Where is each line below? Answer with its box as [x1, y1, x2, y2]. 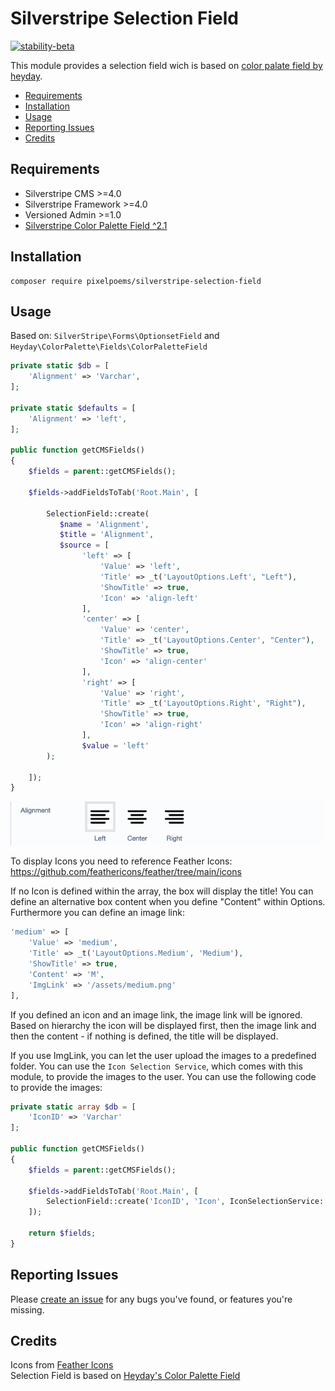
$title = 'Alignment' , [59, 530, 155, 540]
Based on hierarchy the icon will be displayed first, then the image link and [10, 1019, 317, 1031]
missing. [10, 1303, 45, 1316]
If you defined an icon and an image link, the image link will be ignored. [10, 1008, 303, 1021]
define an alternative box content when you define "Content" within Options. [10, 896, 326, 908]
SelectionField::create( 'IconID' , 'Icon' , [46, 1197, 226, 1207]
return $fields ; [28, 1228, 97, 1238]
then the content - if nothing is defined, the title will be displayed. [10, 1030, 279, 1042]
